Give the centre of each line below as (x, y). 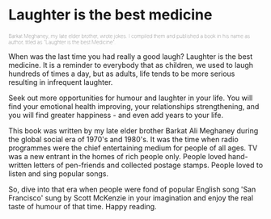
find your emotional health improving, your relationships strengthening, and (134, 106)
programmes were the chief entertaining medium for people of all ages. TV (133, 148)
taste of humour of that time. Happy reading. (83, 206)
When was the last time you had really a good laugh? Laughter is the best (131, 56)
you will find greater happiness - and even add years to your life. (116, 115)
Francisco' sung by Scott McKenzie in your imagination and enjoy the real (131, 198)
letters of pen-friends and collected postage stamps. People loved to (148, 165)
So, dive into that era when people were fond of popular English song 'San (132, 189)
